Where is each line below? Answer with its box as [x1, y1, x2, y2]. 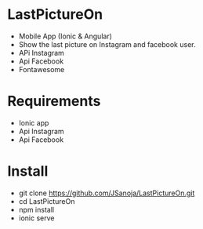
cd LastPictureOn [18, 196, 75, 205]
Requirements [7, 93, 101, 111]
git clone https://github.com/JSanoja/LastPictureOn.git [18, 188, 195, 198]
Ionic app [18, 118, 49, 127]
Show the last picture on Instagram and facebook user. [18, 39, 196, 49]
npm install [18, 205, 55, 214]
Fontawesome [18, 64, 65, 74]
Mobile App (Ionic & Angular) [18, 31, 113, 41]
